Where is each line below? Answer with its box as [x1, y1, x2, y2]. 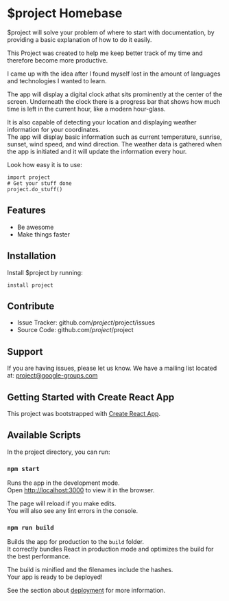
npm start [7, 465, 40, 472]
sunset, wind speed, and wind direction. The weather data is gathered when [7, 140, 222, 148]
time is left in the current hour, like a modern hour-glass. [7, 105, 166, 113]
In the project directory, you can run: [7, 448, 110, 456]
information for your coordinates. [7, 125, 101, 133]
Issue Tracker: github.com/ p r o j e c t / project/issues [16, 318, 156, 327]
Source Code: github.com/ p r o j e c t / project [16, 326, 134, 334]
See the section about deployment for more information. [7, 587, 166, 595]
